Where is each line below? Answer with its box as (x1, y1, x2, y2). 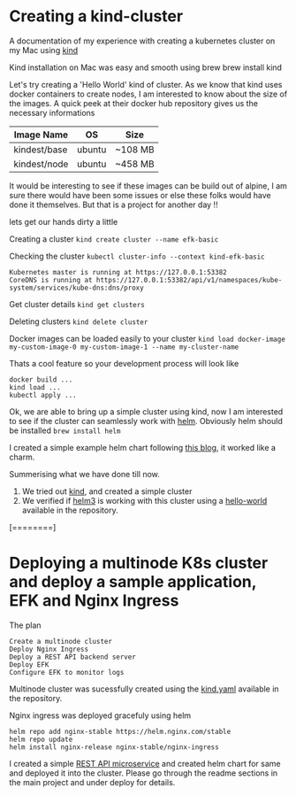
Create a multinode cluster (9, 637, 113, 645)
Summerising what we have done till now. (9, 468, 161, 479)
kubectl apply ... (9, 390, 77, 399)
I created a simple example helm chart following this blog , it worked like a (9, 442, 277, 452)
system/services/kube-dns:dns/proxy (9, 283, 144, 292)
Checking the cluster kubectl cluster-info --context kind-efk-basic (9, 251, 265, 261)
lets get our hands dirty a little (9, 216, 118, 227)
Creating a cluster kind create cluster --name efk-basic (9, 233, 219, 244)
